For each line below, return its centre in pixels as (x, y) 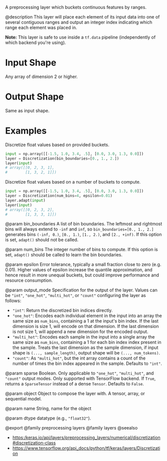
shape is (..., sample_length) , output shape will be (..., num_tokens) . (86, 353)
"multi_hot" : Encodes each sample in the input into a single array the (83, 337)
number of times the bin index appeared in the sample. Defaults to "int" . (87, 363)
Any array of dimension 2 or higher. (42, 76)
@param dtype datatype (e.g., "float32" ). (48, 418)
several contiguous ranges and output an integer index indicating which (79, 22)
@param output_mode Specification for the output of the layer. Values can (82, 290)
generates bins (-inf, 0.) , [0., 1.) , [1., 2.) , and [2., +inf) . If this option (83, 234)
